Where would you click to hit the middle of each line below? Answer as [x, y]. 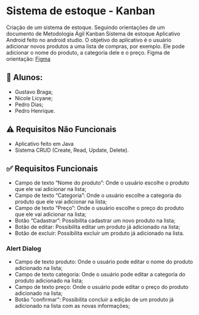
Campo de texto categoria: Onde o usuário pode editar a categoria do [100, 274]
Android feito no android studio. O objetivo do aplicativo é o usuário [89, 40]
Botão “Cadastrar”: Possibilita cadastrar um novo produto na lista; [95, 221]
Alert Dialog [24, 249]
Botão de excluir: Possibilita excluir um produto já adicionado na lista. [99, 233]
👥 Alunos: [24, 77]
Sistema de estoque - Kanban [81, 11]
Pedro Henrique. [35, 110]
